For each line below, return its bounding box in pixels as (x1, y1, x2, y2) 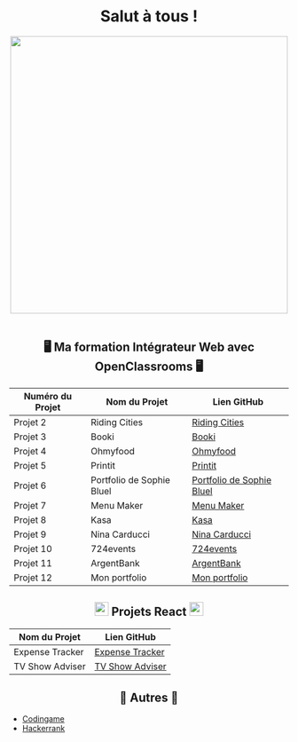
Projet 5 (13, 459, 47, 471)
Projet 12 (13, 571, 53, 583)
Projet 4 (13, 445, 47, 457)
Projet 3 (13, 430, 47, 443)
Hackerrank (21, 723, 66, 734)
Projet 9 (13, 528, 47, 541)
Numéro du (23, 390, 73, 402)
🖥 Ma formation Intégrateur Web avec (43, 340, 255, 355)
